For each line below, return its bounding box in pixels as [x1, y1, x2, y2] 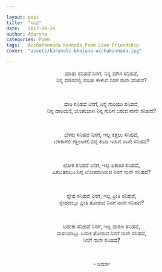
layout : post [6, 14, 39, 20]
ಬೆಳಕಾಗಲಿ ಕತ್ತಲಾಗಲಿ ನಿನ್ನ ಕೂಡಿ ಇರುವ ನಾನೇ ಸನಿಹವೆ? [53, 137, 150, 145]
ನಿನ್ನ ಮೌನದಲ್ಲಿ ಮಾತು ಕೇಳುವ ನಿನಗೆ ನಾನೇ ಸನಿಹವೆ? [56, 76, 147, 83]
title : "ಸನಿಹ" [6, 19, 42, 26]
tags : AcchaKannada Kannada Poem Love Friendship [6, 42, 139, 48]
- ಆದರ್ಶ [93, 260, 110, 267]
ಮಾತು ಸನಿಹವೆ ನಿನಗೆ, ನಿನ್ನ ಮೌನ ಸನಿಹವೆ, [64, 70, 139, 77]
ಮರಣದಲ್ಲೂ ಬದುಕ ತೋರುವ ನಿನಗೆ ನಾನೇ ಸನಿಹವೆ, [56, 229, 147, 236]
